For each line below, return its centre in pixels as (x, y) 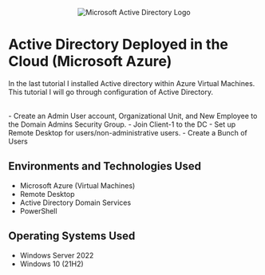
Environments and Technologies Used (105, 166)
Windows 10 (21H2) (51, 264)
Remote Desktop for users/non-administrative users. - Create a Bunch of (128, 132)
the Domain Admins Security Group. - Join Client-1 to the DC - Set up (122, 124)
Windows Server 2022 (57, 255)
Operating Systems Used (72, 236)
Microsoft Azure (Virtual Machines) (77, 185)
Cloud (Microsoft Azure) (90, 62)
